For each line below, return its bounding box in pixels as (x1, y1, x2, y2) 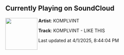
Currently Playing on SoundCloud (5, 4, 115, 13)
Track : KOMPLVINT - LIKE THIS (38, 28, 105, 34)
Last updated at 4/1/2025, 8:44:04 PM (38, 37, 119, 43)
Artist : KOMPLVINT (38, 17, 79, 23)
